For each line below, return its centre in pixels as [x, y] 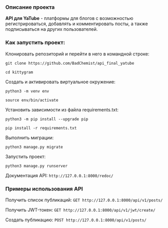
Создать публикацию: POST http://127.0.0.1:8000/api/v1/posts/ [76, 220]
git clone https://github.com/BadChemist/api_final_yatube [70, 63]
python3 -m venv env [27, 91]
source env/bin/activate [32, 100]
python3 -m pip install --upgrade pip [47, 119]
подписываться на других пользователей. [52, 29]
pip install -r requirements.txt [41, 128]
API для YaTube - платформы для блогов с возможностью [69, 18]
